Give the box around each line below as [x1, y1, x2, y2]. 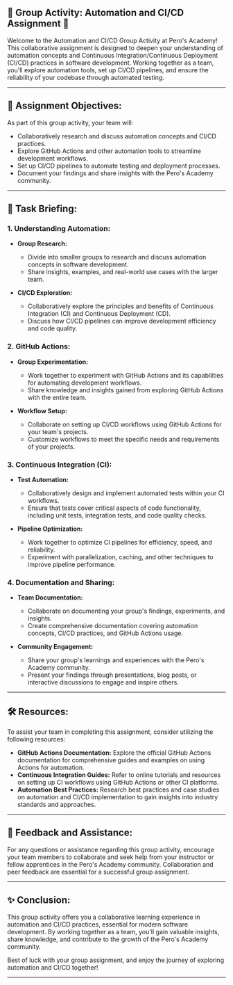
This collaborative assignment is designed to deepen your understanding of [7, 43, 223, 52]
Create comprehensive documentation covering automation [27, 622, 198, 630]
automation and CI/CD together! [7, 963, 98, 971]
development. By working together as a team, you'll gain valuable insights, [7, 927, 220, 936]
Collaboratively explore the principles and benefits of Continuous [27, 302, 214, 310]
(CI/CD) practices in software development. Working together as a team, [7, 58, 214, 67]
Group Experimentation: [17, 358, 89, 366]
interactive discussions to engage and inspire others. [27, 678, 179, 687]
